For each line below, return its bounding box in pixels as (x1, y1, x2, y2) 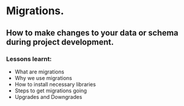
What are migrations (14, 68, 64, 75)
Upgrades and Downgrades (14, 93, 83, 100)
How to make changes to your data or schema (6, 28, 179, 38)
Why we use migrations (14, 74, 72, 81)
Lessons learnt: (6, 54, 52, 63)
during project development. (6, 37, 114, 47)
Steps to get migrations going (14, 87, 87, 94)
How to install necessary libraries (14, 81, 96, 88)
